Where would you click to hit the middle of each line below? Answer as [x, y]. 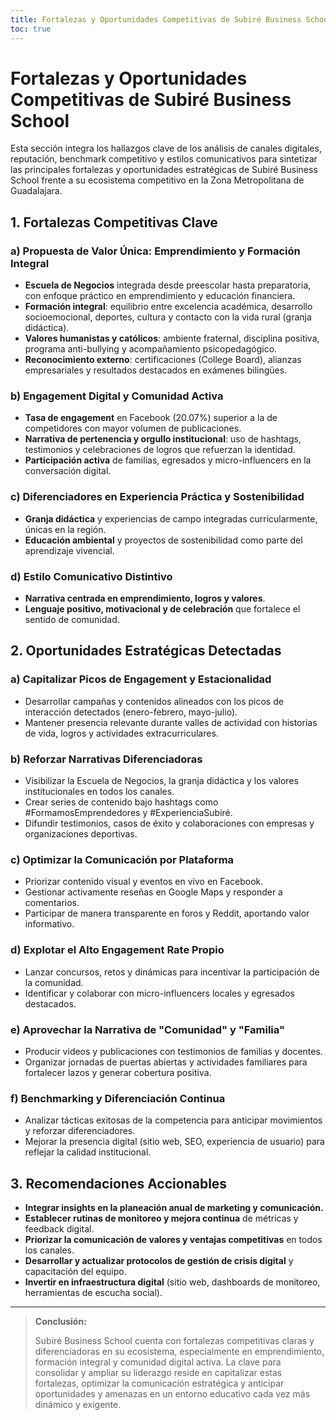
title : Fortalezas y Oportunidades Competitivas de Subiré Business [156, 19]
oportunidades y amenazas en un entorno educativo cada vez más [172, 1394]
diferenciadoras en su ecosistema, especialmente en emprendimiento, [179, 1351]
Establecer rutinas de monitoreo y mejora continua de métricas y [161, 1218]
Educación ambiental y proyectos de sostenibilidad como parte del [163, 540]
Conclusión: [60, 1321]
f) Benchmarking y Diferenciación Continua [118, 1098]
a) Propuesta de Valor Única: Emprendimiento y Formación [155, 251]
